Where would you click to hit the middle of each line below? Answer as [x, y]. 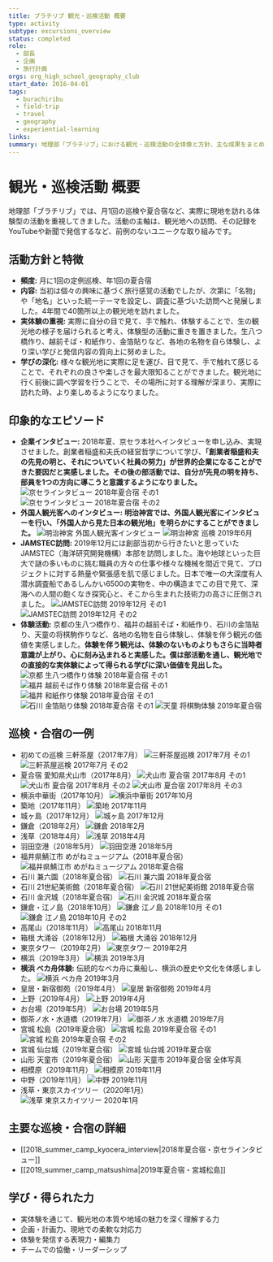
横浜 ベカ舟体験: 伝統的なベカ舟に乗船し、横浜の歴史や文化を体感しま [137, 968]
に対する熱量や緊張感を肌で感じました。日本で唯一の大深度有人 [155, 574]
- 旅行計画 [32, 69]
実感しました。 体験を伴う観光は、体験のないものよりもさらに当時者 [148, 645]
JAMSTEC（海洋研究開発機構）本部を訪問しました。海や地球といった [137, 553]
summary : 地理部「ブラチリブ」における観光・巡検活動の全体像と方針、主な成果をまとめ [137, 144]
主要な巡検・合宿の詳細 [67, 1128]
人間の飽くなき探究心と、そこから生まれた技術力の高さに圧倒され [152, 594]
